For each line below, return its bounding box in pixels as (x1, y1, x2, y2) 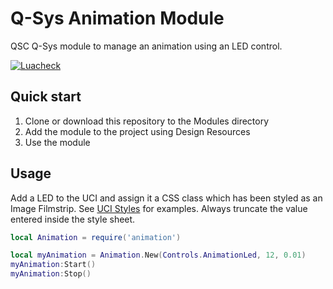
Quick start (10, 88, 82, 106)
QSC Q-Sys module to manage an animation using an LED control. (10, 40, 283, 52)
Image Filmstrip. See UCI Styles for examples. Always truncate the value (10, 202, 308, 214)
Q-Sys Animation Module (10, 7, 225, 30)
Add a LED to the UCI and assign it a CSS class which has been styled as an (10, 192, 323, 204)
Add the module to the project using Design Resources (24, 125, 251, 137)
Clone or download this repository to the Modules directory (24, 115, 270, 127)
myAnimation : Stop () (10, 269, 92, 279)
